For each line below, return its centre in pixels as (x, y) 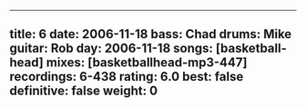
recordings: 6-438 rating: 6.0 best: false (127, 77)
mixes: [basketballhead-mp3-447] (147, 63)
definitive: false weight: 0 (83, 91)
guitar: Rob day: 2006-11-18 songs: (112, 49)
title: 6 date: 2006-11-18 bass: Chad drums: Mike (151, 34)
